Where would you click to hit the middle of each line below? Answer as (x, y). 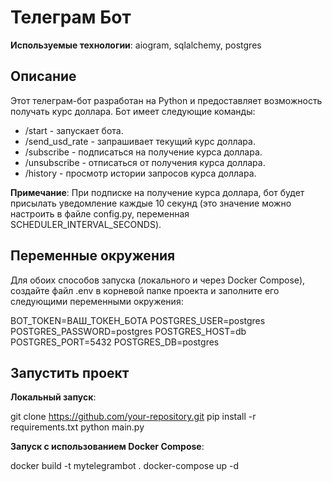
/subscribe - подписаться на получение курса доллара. (143, 152)
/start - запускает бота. (74, 130)
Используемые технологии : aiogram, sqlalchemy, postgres (136, 45)
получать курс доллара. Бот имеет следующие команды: (133, 111)
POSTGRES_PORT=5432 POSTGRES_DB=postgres (115, 342)
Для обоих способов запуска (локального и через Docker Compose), (158, 280)
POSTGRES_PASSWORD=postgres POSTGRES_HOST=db (128, 331)
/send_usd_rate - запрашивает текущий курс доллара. (140, 141)
